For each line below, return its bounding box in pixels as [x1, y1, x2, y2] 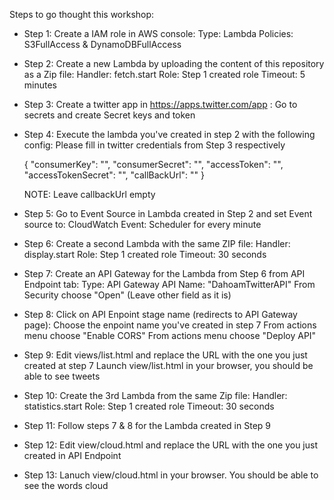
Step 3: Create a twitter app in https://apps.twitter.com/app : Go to [23, 99, 298, 110]
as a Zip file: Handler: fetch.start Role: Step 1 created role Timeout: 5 [23, 69, 306, 80]
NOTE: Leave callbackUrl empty [23, 189, 156, 200]
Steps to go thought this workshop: [9, 9, 155, 20]
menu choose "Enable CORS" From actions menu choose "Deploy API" [23, 330, 317, 341]
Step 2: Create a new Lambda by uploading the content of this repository [23, 58, 325, 69]
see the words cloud [23, 480, 109, 491]
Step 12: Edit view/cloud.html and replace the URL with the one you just [23, 439, 318, 451]
